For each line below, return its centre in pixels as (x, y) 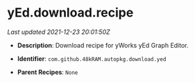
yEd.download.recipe (70, 13)
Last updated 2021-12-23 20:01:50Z (59, 32)
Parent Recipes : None (48, 72)
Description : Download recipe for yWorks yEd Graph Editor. (103, 45)
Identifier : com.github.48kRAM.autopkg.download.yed (92, 58)
